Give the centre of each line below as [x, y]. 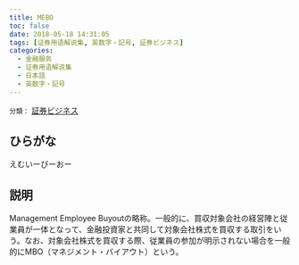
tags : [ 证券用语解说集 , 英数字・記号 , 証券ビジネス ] [96, 42]
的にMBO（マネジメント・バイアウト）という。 [96, 252]
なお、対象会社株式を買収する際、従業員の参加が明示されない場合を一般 [158, 241]
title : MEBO [31, 17]
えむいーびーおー [41, 164]
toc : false [29, 26]
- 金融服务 [35, 59]
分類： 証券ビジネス [44, 110]
